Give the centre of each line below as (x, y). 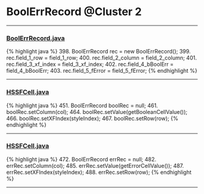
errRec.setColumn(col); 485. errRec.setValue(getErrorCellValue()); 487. (95, 166)
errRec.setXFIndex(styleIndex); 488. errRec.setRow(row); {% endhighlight (99, 172)
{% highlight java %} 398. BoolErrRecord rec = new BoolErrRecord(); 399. (99, 52)
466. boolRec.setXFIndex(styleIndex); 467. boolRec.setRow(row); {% (92, 118)
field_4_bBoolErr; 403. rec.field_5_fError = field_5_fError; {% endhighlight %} (102, 71)
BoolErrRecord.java (36, 38)
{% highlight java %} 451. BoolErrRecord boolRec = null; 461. (82, 105)
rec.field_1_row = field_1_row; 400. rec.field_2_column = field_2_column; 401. (102, 58)
